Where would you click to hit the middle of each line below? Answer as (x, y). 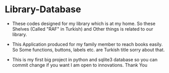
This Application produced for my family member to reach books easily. (87, 44)
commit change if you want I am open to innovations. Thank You (80, 65)
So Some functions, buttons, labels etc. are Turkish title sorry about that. (88, 50)
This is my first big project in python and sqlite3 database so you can (85, 59)
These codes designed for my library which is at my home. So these (84, 23)
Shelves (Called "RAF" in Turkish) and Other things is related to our (83, 29)
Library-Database (43, 9)
